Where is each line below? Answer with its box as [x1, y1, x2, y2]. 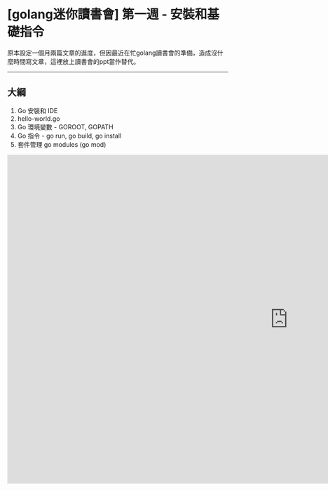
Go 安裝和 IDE [17, 106, 58, 114]
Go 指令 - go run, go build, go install [17, 131, 121, 140]
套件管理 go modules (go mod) [17, 140, 107, 148]
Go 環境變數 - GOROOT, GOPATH [17, 122, 114, 131]
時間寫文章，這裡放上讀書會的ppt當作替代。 [13, 57, 140, 65]
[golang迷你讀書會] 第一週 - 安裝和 [7, 6, 207, 22]
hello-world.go [17, 114, 60, 123]
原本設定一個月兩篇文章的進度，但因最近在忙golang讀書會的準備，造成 [7, 48, 212, 57]
